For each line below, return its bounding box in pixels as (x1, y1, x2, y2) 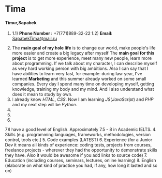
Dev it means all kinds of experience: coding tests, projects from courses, (5, 142, 152, 148)
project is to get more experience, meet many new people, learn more (12, 55, 152, 61)
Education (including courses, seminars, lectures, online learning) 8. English (5, 158, 156, 163)
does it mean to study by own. (12, 91, 73, 97)
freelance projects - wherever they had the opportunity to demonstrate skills (5, 147, 158, 153)
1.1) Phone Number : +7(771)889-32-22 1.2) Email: (12, 31, 113, 36)
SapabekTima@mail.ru (12, 35, 57, 42)
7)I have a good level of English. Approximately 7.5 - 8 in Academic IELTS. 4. (5, 127, 157, 132)
